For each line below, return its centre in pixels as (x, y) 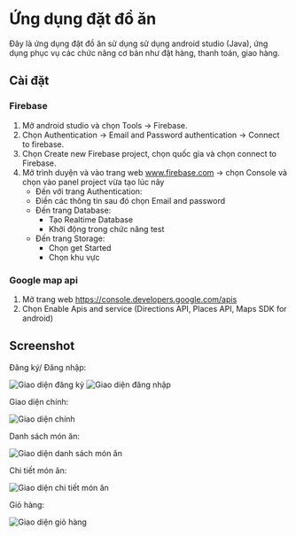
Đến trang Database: (73, 210)
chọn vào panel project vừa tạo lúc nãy (93, 182)
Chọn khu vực (74, 257)
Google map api (43, 280)
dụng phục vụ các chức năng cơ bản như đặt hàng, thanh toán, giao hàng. (145, 52)
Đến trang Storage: (70, 238)
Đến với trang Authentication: (89, 191)
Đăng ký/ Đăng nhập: (48, 367)
